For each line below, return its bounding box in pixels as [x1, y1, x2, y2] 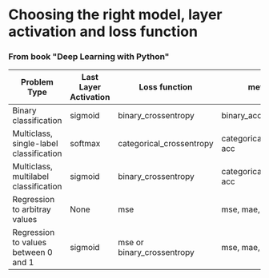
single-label [12, 138, 58, 149]
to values [12, 237, 46, 248]
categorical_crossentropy [117, 138, 214, 149]
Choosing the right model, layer [8, 6, 223, 24]
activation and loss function [8, 22, 199, 41]
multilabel [12, 171, 50, 182]
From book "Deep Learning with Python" [8, 51, 170, 62]
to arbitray [12, 204, 51, 215]
